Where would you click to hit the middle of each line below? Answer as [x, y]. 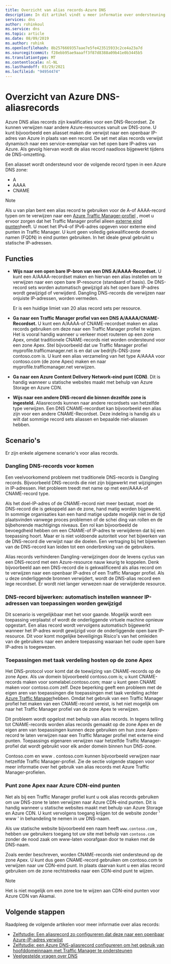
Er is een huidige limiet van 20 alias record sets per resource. [77, 308]
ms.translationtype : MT [31, 57]
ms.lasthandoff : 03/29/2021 [35, 67]
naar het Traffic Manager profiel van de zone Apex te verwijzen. [72, 709]
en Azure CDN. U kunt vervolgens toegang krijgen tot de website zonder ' [83, 813]
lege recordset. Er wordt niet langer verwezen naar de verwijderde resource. [86, 584]
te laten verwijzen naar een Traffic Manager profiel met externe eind [92, 735]
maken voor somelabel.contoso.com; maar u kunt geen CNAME [90, 682]
